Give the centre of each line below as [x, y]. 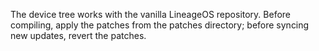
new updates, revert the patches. [78, 35]
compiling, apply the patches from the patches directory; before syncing [160, 25]
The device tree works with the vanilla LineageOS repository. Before [151, 14]
